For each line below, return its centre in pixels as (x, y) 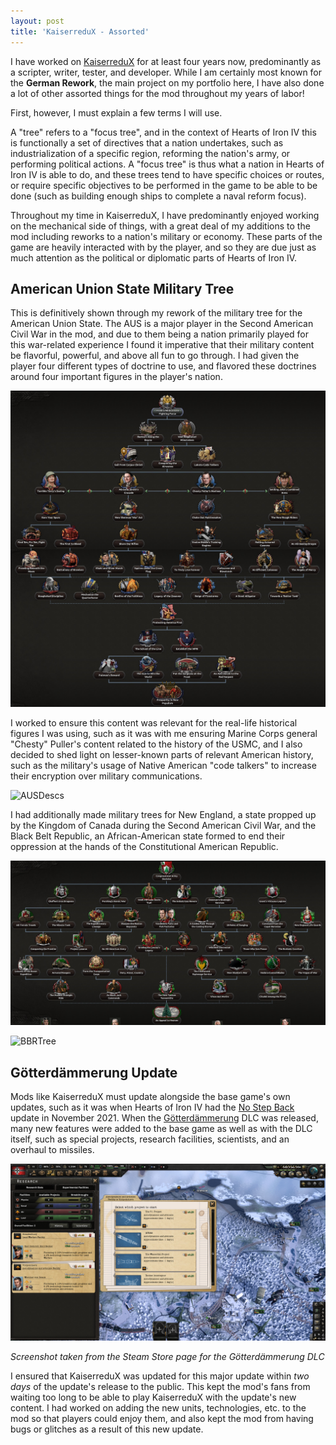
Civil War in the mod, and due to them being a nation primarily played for (160, 334)
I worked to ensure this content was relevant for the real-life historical (154, 723)
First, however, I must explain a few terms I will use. (116, 112)
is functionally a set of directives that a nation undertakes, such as (147, 142)
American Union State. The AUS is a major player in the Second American (162, 324)
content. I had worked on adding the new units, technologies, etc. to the (158, 1408)
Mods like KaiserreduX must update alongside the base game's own (150, 1096)
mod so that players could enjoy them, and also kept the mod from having (162, 1419)
